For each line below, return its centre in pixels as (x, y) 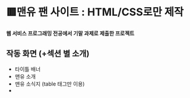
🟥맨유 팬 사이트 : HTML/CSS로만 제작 (95, 12)
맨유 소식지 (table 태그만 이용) (50, 84)
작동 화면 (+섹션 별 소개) (48, 54)
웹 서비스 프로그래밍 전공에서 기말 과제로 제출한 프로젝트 (70, 33)
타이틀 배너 (28, 69)
